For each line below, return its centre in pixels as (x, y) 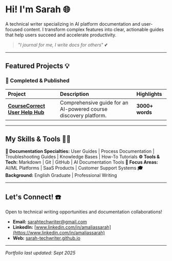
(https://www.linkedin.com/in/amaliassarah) (59, 233)
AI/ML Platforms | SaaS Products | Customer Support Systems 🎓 (74, 168)
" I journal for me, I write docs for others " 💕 (62, 45)
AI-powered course (83, 109)
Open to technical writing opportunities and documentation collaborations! (84, 212)
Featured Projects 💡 (38, 66)
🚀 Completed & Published (38, 81)
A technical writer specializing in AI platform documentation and (73, 24)
